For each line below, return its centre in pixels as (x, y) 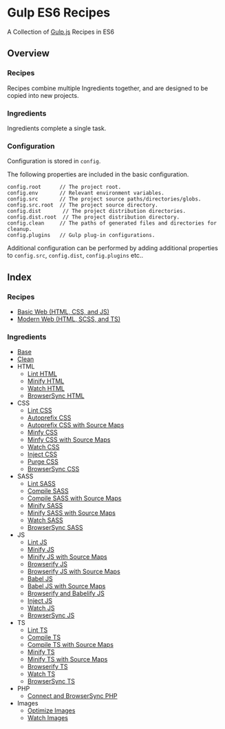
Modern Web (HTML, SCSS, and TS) (69, 319)
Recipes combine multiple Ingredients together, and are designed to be (108, 88)
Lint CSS (40, 411)
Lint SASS (42, 484)
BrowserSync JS (51, 615)
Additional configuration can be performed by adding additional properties (112, 248)
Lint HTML (42, 374)
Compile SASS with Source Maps (74, 498)
